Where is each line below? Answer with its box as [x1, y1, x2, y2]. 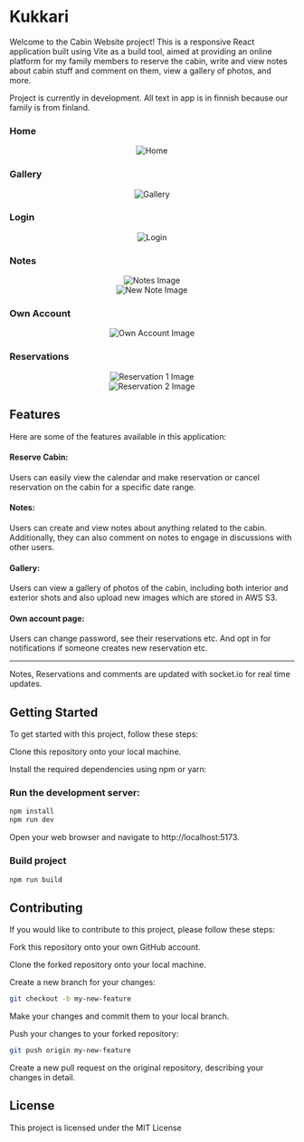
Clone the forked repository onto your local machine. [9, 959, 206, 971]
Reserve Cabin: [9, 451, 69, 463]
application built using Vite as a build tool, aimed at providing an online [9, 45, 273, 56]
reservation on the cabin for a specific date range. [9, 481, 196, 492]
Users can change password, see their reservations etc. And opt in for [9, 633, 271, 644]
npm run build [9, 875, 63, 885]
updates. [9, 678, 43, 690]
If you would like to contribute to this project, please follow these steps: [9, 924, 276, 935]
